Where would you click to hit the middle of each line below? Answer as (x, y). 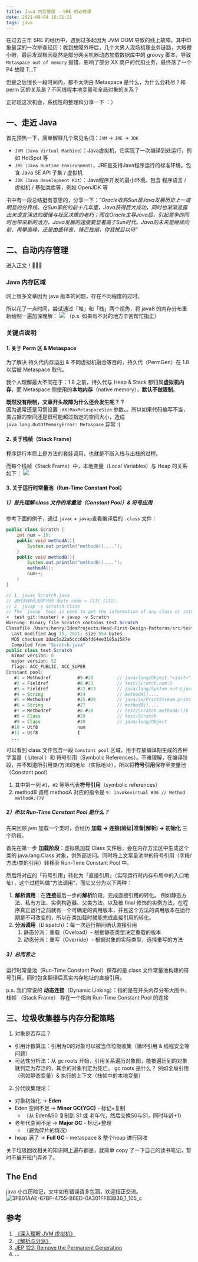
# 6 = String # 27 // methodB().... (87, 705)
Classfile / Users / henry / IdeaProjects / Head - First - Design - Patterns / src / (95, 628)
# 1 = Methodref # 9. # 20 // (68, 677)
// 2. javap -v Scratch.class (43, 606)
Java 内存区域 (26, 282)
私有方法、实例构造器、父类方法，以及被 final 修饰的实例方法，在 (104, 903)
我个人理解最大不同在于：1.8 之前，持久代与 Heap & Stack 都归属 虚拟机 (93, 382)
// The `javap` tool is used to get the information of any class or (93, 612)
